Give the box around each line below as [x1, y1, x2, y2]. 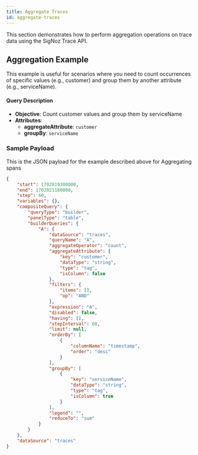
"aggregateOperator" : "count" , [48, 243, 127, 249]
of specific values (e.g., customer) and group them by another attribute [6, 77, 182, 84]
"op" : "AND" [59, 293, 90, 299]
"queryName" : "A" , [48, 237, 95, 243]
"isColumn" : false [59, 270, 106, 276]
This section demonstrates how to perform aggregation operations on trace [6, 31, 193, 38]
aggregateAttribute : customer [23, 123, 98, 130]
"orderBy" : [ [48, 332, 82, 338]
